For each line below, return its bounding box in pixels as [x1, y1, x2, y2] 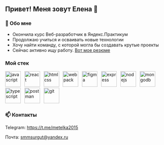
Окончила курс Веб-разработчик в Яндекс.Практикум [12, 31, 128, 37]
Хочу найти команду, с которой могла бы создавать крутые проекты [12, 42, 159, 48]
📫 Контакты [5, 111, 37, 118]
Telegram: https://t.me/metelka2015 [5, 125, 79, 131]
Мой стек [5, 59, 29, 66]
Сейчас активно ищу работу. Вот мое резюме [12, 47, 110, 53]
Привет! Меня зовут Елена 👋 [5, 5, 98, 13]
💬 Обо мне [5, 20, 32, 27]
